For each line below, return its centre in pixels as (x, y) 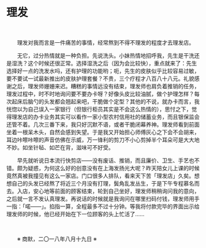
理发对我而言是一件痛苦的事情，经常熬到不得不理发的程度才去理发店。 (106, 42)
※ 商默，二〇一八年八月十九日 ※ (57, 239)
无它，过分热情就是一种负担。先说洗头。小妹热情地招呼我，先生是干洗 (106, 55)
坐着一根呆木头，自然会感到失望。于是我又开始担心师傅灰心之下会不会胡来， (103, 132)
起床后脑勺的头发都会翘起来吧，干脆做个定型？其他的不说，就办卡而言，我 (105, 101)
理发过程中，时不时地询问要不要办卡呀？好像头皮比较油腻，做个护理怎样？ (100, 94)
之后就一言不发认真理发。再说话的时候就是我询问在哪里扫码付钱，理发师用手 (103, 198)
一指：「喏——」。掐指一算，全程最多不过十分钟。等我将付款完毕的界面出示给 (103, 206)
